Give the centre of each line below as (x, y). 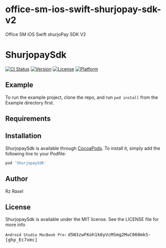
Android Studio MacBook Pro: (36, 235)
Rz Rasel (14, 191)
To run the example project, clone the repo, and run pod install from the (82, 97)
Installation (23, 136)
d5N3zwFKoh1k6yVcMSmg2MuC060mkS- (109, 235)
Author (16, 179)
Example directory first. (30, 102)
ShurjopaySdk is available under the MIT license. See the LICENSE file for (82, 219)
